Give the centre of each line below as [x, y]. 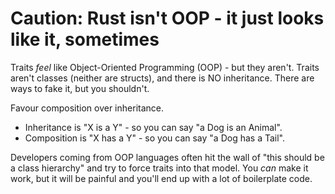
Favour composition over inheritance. [87, 108]
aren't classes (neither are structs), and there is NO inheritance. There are [162, 78]
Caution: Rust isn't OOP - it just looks [167, 18]
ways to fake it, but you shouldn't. [80, 88]
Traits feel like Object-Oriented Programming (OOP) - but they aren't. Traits [165, 67]
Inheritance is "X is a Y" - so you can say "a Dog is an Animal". [153, 127]
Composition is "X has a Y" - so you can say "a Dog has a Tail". [154, 138]
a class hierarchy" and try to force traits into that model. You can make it [159, 168]
